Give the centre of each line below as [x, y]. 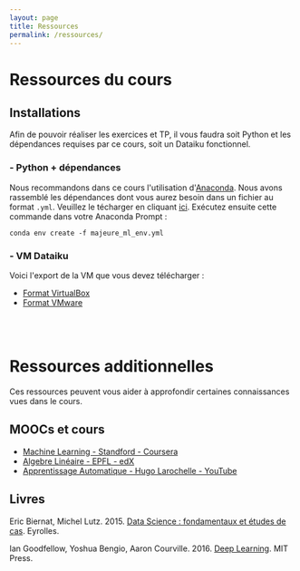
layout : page [34, 18]
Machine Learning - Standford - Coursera [100, 451]
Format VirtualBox [56, 293]
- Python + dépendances [65, 168]
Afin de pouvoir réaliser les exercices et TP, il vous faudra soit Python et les [150, 135]
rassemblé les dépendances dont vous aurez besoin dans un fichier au [141, 197]
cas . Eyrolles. [34, 530]
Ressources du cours [91, 79]
